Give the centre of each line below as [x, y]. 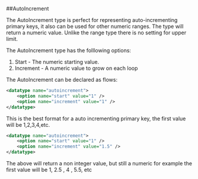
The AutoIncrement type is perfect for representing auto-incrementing [92, 20]
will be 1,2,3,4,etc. [28, 124]
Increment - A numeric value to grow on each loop [76, 68]
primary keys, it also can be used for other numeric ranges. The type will [95, 26]
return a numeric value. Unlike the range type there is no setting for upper [96, 33]
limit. [12, 39]
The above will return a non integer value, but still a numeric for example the [99, 163]
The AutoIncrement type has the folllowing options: [69, 50]
